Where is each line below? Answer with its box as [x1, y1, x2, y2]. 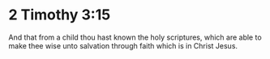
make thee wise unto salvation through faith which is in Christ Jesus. [8, 40, 238, 50]
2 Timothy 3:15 [8, 6, 111, 24]
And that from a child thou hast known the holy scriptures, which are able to [8, 32, 262, 42]
